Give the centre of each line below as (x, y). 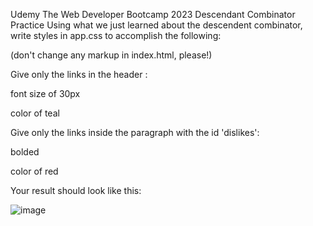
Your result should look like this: (76, 190)
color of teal (35, 113)
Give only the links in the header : (79, 74)
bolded (25, 152)
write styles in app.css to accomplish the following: (116, 35)
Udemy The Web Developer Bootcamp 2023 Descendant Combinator (153, 14)
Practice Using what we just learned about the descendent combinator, (156, 25)
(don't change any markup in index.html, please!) (111, 55)
